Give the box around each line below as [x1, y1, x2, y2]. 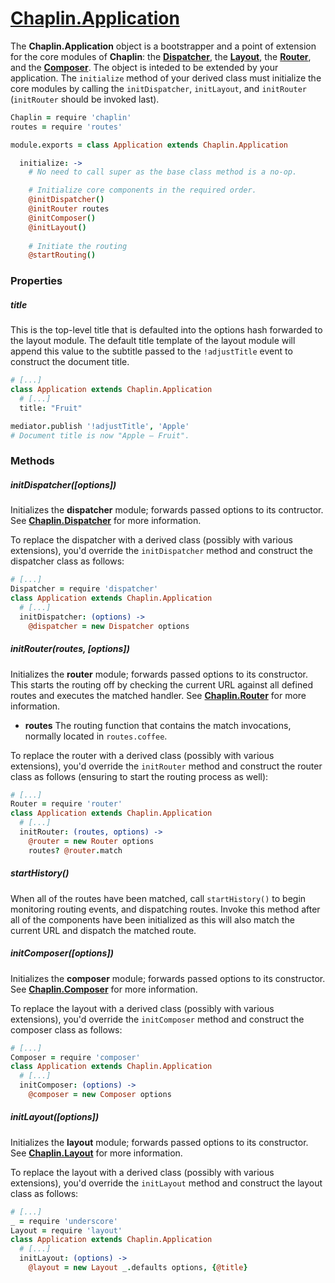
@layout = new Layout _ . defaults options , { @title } [28, 1263, 248, 1273]
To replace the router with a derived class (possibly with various [10, 749, 275, 761]
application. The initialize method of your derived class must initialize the [10, 72, 322, 84]
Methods [10, 454, 55, 468]
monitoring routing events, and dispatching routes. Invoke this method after [10, 903, 321, 915]
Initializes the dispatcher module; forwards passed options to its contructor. [10, 504, 324, 516]
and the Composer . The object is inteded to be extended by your [10, 61, 279, 73]
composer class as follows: [10, 1023, 123, 1036]
